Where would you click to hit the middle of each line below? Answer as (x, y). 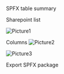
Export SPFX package (32, 65)
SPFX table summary (31, 8)
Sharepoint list (23, 20)
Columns (17, 42)
